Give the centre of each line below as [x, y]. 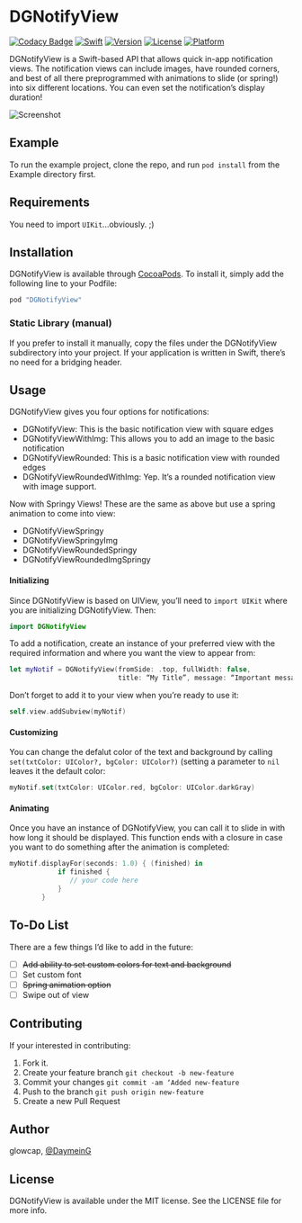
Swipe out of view [56, 994]
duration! [26, 97]
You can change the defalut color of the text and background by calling [141, 752]
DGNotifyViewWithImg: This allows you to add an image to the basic [149, 439]
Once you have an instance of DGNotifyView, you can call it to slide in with [147, 828]
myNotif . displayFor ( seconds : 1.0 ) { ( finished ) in [106, 864]
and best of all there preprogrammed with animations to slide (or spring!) [144, 77]
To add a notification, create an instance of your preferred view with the [142, 643]
